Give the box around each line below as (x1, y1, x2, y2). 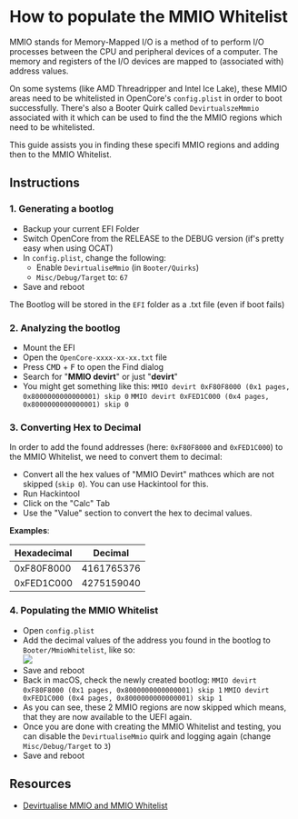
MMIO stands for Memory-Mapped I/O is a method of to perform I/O (9, 36, 265, 47)
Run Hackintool (22, 488, 80, 499)
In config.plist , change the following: (22, 252, 166, 263)
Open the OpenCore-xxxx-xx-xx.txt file (22, 352, 168, 363)
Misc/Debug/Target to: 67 (35, 271, 129, 283)
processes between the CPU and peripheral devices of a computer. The (9, 45, 279, 56)
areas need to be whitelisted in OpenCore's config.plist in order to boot (9, 93, 283, 104)
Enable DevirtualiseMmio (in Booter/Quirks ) (35, 262, 200, 273)
